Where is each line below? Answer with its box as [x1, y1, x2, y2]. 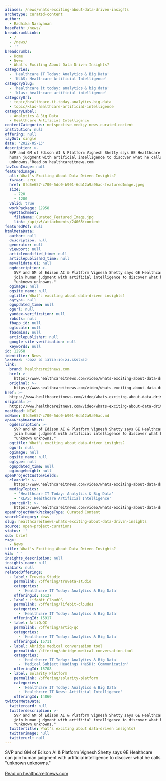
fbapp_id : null [9, 321, 41, 326]
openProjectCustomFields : [5, 473, 58, 478]
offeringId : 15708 [14, 666, 52, 671]
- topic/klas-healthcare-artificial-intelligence [9, 104, 114, 109]
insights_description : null [5, 556, 63, 561]
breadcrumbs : [5, 49, 32, 54]
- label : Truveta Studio [9, 574, 61, 579]
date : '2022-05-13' [5, 141, 45, 146]
